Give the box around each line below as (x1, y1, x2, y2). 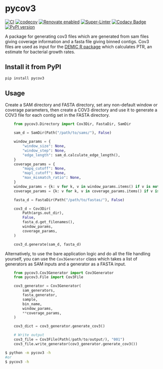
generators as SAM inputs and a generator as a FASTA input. (5, 261, 126, 267)
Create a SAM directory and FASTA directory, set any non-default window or (5, 102, 158, 108)
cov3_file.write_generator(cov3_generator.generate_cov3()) (14, 341, 138, 346)
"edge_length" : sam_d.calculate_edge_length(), (22, 153, 120, 157)
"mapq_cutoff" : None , (22, 166, 66, 171)
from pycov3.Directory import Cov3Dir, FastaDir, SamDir (14, 122, 131, 126)
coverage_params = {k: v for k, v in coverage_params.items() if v (14, 188, 153, 194)
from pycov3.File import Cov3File (14, 275, 83, 280)
